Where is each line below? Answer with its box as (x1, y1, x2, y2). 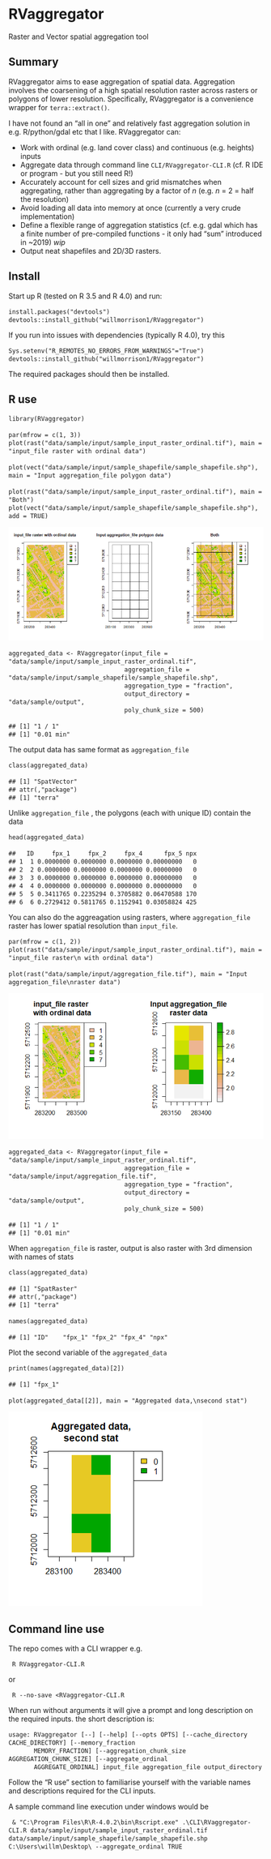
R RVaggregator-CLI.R (11, 1660, 85, 1668)
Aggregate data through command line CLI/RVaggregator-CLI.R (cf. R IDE (19, 160, 264, 169)
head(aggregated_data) (8, 833, 85, 842)
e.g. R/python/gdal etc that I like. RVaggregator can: (8, 126, 181, 136)
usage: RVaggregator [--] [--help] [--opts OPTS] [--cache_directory (8, 1731, 248, 1739)
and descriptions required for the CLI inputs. (8, 1786, 156, 1796)
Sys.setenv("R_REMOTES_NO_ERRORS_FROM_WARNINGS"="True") (8, 346, 205, 355)
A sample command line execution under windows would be (8, 1801, 209, 1812)
